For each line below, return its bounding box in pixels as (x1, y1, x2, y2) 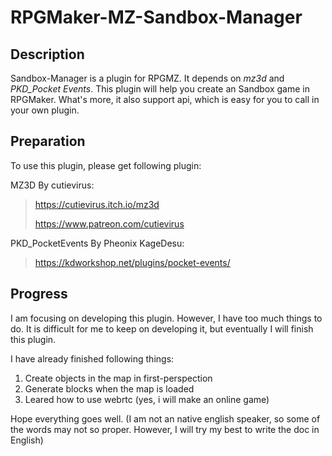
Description (10, 46, 85, 63)
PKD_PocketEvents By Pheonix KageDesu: (10, 237, 185, 249)
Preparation (10, 133, 86, 150)
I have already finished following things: (10, 352, 175, 365)
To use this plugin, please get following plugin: (10, 159, 202, 171)
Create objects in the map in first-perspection (24, 372, 213, 384)
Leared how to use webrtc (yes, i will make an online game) (24, 393, 270, 405)
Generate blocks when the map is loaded (24, 382, 195, 395)
